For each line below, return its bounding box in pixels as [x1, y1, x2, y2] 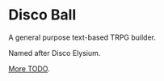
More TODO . [8, 63, 50, 74]
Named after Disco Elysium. [8, 48, 101, 58]
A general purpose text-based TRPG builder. [8, 32, 156, 42]
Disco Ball [8, 6, 77, 24]
